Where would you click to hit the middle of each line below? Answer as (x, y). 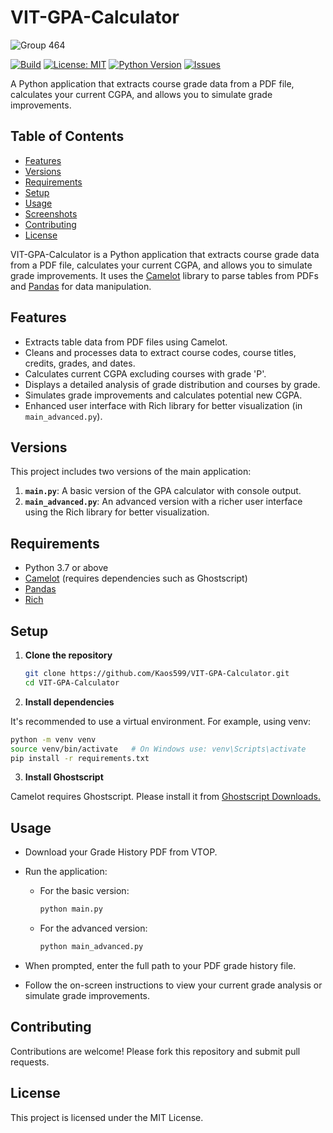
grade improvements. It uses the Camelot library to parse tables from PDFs (164, 275)
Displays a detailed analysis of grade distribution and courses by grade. (172, 384)
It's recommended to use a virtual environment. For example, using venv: (161, 721)
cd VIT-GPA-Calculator (72, 682)
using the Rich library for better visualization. (117, 512)
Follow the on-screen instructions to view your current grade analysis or (173, 985)
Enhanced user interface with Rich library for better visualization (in (163, 405)
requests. (30, 1062)
